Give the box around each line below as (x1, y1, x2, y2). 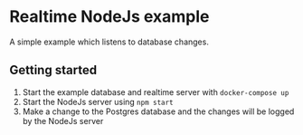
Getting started (9, 63, 98, 78)
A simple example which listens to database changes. (9, 36, 210, 47)
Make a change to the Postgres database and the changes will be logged (22, 106, 295, 117)
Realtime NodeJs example (9, 6, 210, 27)
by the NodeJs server (22, 115, 104, 126)
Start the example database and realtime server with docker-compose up (22, 86, 289, 97)
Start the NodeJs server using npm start (22, 96, 174, 107)
